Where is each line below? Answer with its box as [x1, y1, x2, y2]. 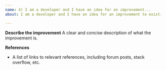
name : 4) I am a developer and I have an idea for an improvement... [5, 7, 152, 12]
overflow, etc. [12, 59, 41, 65]
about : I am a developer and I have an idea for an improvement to [5, 12, 147, 17]
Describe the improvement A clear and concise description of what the [5, 30, 151, 35]
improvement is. [5, 35, 38, 41]
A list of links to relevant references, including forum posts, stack [12, 54, 145, 60]
